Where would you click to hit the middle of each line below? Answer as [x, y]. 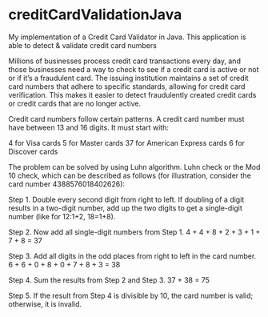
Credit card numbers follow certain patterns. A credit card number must [126, 118]
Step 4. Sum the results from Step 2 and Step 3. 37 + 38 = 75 [109, 280]
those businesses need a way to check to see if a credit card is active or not [134, 69]
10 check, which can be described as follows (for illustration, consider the [130, 175]
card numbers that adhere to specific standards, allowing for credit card [127, 86]
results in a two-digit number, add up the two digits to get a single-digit [125, 208]
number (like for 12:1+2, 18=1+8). [62, 216]
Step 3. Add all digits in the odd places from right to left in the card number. [132, 256]
